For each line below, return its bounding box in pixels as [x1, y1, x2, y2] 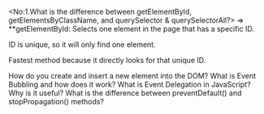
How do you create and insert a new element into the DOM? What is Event [8, 71, 257, 80]
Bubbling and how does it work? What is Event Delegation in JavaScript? [8, 80, 251, 89]
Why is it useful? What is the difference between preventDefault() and [8, 88, 242, 98]
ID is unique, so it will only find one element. [8, 40, 156, 49]
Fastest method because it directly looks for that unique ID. [8, 56, 206, 65]
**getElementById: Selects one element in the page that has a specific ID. [8, 24, 254, 33]
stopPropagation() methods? [8, 97, 104, 106]
